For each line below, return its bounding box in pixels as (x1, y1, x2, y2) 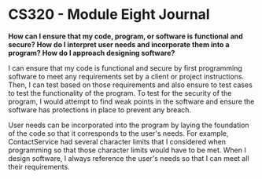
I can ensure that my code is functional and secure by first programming (8, 63, 242, 72)
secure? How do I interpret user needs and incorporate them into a (8, 39, 230, 49)
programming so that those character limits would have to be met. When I (8, 145, 246, 155)
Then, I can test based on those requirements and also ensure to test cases (8, 80, 253, 89)
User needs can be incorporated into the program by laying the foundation (8, 120, 249, 130)
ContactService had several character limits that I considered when (8, 137, 227, 146)
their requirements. (8, 162, 70, 171)
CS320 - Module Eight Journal (8, 5, 210, 24)
